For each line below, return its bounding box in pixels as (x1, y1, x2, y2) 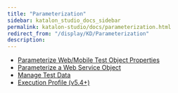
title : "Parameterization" (7, 10, 87, 18)
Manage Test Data (17, 71, 71, 80)
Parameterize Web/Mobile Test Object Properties (17, 56, 160, 64)
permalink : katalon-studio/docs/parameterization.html (7, 23, 172, 30)
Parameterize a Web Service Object (17, 63, 122, 72)
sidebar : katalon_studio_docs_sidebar (7, 17, 121, 24)
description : (7, 37, 46, 44)
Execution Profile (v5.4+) (17, 78, 90, 87)
